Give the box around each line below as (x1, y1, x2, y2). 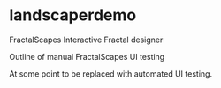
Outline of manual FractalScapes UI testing (9, 51, 165, 62)
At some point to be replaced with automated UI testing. (9, 68, 213, 79)
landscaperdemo (9, 5, 137, 26)
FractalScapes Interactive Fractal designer (9, 34, 164, 45)
